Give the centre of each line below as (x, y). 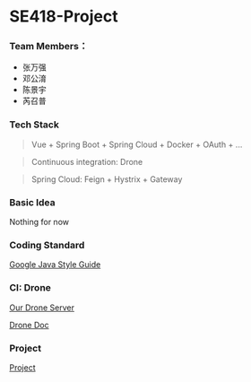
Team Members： (49, 47)
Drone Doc (29, 325)
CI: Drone (30, 288)
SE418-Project (64, 17)
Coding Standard (47, 245)
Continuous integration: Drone (87, 161)
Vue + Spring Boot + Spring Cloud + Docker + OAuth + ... (137, 144)
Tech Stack (35, 125)
